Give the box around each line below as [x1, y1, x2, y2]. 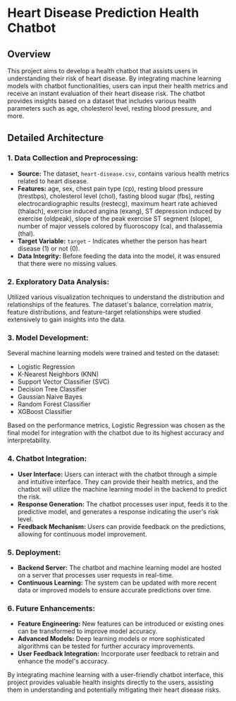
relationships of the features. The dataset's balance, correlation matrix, [7, 300, 213, 308]
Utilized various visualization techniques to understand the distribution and [7, 293, 225, 301]
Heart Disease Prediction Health [7, 5, 199, 21]
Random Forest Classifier [17, 400, 91, 408]
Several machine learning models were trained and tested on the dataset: [7, 349, 220, 358]
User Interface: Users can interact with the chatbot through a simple [17, 470, 217, 478]
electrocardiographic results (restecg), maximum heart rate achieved [17, 199, 218, 207]
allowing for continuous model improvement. [17, 530, 147, 538]
